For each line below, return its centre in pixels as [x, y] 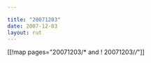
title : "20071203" [34, 19]
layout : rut [24, 33]
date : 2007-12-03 [33, 26]
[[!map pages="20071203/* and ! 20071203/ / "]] [76, 52]
